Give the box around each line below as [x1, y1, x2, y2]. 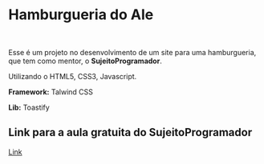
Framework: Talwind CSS [8, 86, 94, 97]
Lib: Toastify [8, 102, 50, 112]
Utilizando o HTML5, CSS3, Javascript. [8, 71, 137, 81]
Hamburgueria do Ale [8, 6, 154, 24]
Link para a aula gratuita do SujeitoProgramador [8, 126, 253, 139]
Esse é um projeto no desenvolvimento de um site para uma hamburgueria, [8, 47, 257, 57]
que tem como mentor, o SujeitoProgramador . [8, 56, 162, 66]
